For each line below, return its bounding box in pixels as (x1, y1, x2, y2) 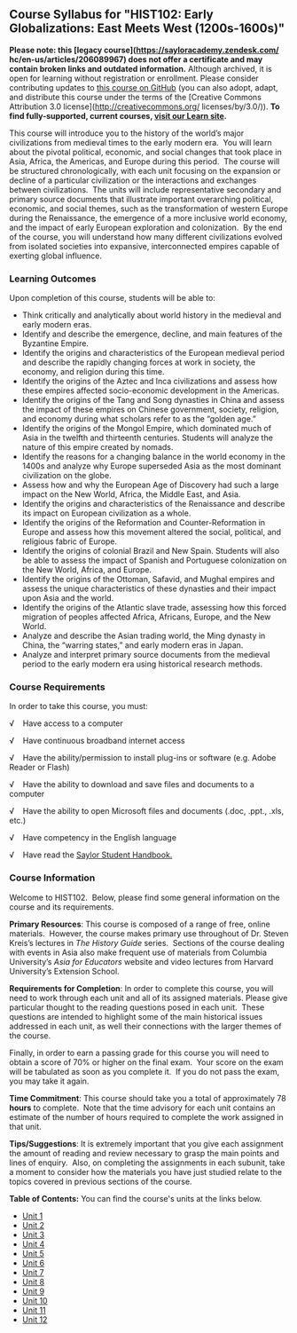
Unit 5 (21, 1248, 44, 1258)
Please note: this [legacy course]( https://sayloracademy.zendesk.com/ (9, 44, 279, 55)
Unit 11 (21, 1305, 46, 1315)
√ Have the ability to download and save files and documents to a (9, 779, 254, 790)
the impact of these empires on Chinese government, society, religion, (21, 404, 279, 415)
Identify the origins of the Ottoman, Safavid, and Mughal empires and (21, 574, 275, 585)
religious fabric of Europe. (21, 536, 118, 547)
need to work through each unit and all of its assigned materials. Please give (9, 992, 288, 1003)
